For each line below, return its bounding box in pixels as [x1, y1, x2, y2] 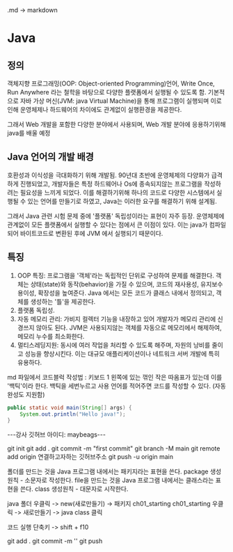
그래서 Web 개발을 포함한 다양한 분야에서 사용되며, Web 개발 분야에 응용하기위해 [7, 120, 226, 128]
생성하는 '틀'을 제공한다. [30, 297, 96, 305]
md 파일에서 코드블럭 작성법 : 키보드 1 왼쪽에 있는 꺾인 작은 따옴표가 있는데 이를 [7, 373, 223, 381]
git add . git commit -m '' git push [7, 537, 103, 545]
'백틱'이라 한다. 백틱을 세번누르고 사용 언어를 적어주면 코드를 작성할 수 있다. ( [7, 382, 216, 390]
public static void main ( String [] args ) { [7, 404, 132, 411]
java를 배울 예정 [7, 129, 51, 137]
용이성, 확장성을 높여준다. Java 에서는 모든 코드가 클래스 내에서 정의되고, [17, 289, 215, 297]
